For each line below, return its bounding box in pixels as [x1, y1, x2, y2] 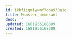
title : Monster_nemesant [5, 12, 58, 17]
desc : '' [5, 17, 24, 22]
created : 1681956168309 [5, 26, 56, 31]
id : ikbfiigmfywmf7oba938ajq [5, 7, 67, 13]
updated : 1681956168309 [5, 21, 56, 27]
